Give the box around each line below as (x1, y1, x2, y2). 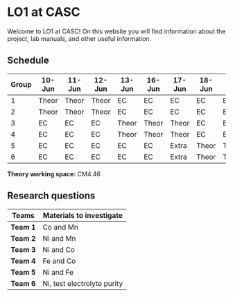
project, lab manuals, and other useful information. (7, 34, 152, 42)
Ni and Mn (42, 233, 76, 243)
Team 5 (10, 267, 36, 277)
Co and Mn (42, 222, 78, 232)
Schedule (7, 55, 50, 67)
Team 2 (10, 233, 36, 243)
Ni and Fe (42, 267, 74, 277)
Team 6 (10, 278, 36, 288)
